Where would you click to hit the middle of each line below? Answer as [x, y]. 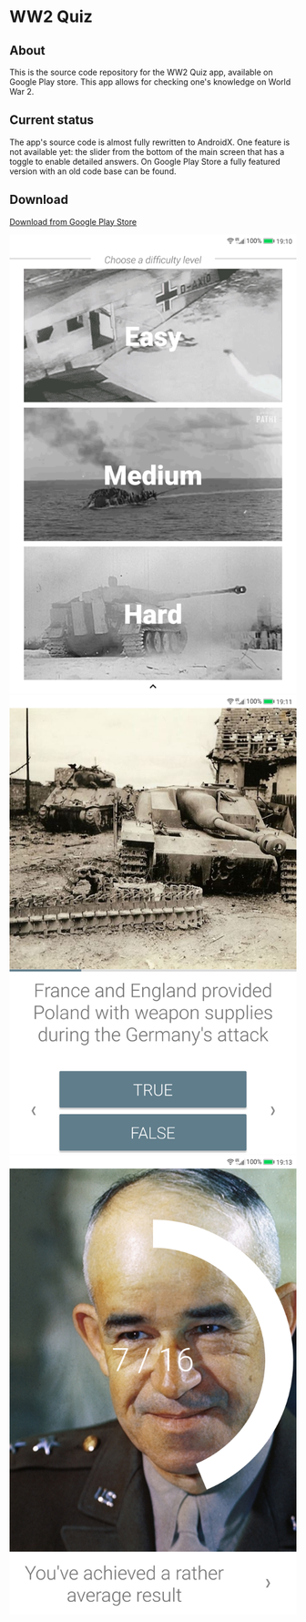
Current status [51, 120]
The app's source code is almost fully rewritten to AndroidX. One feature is [150, 142]
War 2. [22, 92]
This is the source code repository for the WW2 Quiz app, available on [141, 72]
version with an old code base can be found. [93, 171]
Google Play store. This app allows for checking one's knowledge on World [150, 82]
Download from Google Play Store [73, 221]
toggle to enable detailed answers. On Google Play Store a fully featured [145, 161]
